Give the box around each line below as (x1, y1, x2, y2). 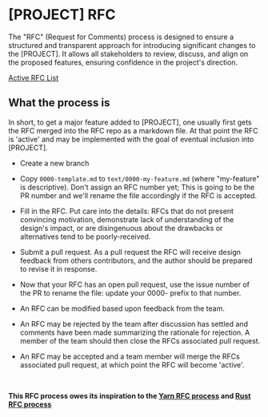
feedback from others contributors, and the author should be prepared (19, 256, 254, 265)
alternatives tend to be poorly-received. (19, 232, 151, 241)
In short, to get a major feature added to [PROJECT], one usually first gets (8, 117, 252, 127)
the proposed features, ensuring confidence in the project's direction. (8, 58, 238, 67)
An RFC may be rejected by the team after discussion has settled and (19, 319, 248, 328)
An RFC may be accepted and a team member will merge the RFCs (19, 351, 240, 361)
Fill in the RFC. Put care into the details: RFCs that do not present (19, 206, 234, 216)
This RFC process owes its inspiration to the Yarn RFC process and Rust (8, 391, 251, 400)
